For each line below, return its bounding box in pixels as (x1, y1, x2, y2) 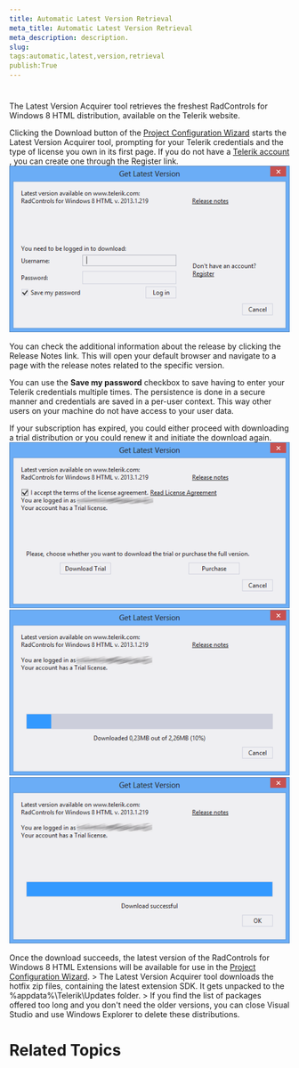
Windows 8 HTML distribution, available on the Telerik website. (9, 110, 240, 121)
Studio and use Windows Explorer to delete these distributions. (9, 1008, 240, 1019)
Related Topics (9, 1040, 122, 1060)
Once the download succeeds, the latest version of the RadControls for (9, 952, 270, 963)
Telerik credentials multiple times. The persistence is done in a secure (9, 386, 265, 397)
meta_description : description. (9, 33, 129, 42)
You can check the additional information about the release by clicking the (9, 341, 282, 352)
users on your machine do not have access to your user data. (9, 405, 234, 416)
